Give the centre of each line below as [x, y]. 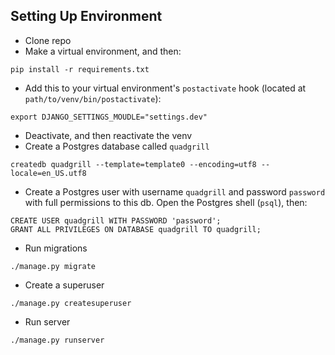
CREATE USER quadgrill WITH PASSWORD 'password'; [116, 220]
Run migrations [56, 248]
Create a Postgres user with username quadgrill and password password [175, 191]
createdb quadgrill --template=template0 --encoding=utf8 [133, 164]
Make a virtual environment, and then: [103, 51]
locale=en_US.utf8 [48, 173]
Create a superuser [64, 285]
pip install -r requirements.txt [80, 69]
